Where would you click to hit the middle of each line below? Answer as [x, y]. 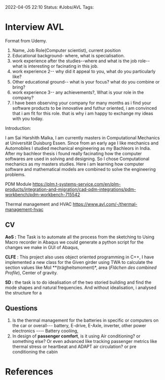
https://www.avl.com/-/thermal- [105, 204]
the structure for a [23, 293]
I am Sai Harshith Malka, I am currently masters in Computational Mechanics [82, 137]
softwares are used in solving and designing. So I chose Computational [77, 159]
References [29, 371]
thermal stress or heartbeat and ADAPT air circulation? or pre [74, 346]
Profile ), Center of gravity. [32, 273]
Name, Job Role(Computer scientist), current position [66, 50]
